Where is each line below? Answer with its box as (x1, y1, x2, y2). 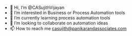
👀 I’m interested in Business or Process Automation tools (9, 10, 125, 16)
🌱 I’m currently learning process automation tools (9, 15, 110, 20)
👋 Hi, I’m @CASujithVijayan (9, 5, 65, 10)
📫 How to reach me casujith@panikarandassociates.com (9, 26, 127, 31)
